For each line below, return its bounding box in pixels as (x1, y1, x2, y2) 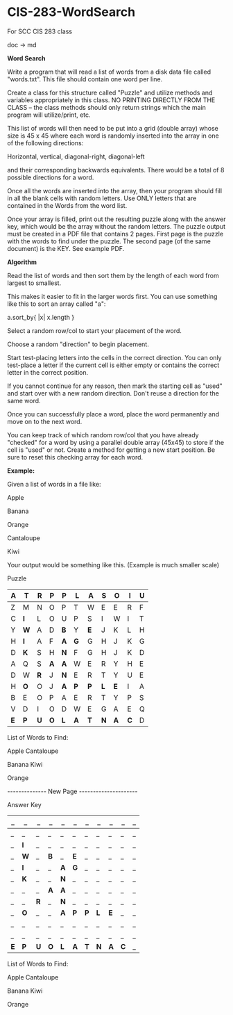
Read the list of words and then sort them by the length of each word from (7, 271, 220, 279)
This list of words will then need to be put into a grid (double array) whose (7, 124, 218, 132)
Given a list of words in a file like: (7, 480, 102, 488)
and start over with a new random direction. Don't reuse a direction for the (7, 389, 220, 397)
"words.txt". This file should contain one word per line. (7, 74, 163, 83)
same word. (7, 396, 41, 405)
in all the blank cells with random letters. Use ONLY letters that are (7, 194, 197, 202)
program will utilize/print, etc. (7, 111, 92, 119)
